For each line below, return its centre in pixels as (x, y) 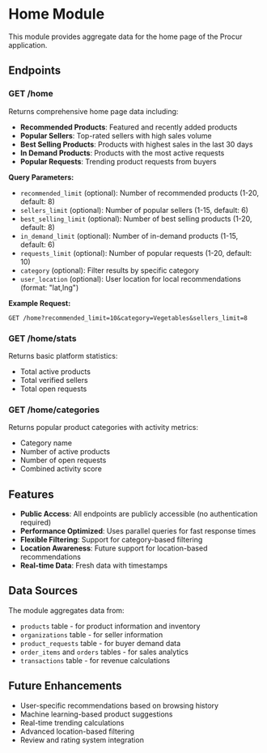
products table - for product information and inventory (110, 626)
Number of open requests (63, 460)
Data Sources (43, 591)
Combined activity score (61, 469)
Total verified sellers (54, 380)
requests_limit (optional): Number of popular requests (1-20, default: (136, 253)
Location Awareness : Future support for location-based (114, 548)
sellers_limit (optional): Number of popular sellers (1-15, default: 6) (134, 210)
